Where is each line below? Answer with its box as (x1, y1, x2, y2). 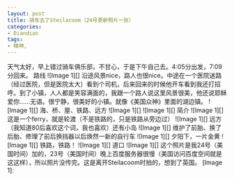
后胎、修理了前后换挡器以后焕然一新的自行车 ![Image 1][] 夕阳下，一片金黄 (7, 132, 221, 140)
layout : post (7, 10, 45, 17)
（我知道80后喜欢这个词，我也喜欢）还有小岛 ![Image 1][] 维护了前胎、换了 (7, 123, 222, 132)
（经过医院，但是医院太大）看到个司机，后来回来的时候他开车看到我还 (7, 80, 209, 88)
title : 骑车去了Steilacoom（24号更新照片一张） (7, 17, 134, 24)
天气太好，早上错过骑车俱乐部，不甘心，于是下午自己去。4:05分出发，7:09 (7, 63, 223, 70)
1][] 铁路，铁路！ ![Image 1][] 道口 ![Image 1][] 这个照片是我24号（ (29, 141, 217, 149)
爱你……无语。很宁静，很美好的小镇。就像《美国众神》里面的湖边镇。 (7, 97, 208, 105)
